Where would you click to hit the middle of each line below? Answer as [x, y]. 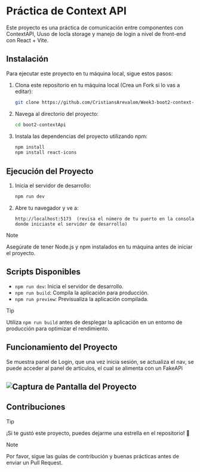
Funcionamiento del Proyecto [62, 347]
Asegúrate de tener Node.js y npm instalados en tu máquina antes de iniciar [99, 247]
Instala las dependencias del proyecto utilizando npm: [81, 136]
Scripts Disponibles [43, 272]
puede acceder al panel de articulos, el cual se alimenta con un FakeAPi [95, 368]
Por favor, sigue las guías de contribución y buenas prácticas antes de [93, 456]
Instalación [27, 59]
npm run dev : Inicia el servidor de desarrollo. [69, 286]
